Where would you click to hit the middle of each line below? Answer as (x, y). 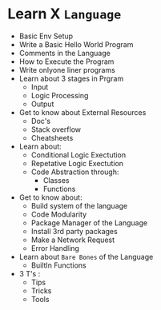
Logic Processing (60, 95)
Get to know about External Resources (83, 112)
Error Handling (55, 248)
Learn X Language (64, 14)
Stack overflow (56, 129)
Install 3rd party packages (74, 231)
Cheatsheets (52, 137)
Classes (56, 180)
